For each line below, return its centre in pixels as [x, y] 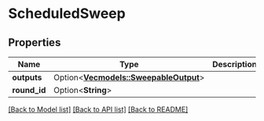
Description [235, 64]
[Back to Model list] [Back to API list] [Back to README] [98, 109]
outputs [27, 77]
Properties [35, 43]
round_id [29, 90]
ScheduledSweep [67, 14]
